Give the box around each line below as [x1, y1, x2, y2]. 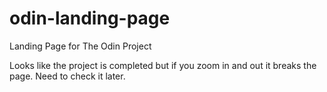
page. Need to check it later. [9, 70, 126, 82]
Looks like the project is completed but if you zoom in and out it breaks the [9, 59, 317, 71]
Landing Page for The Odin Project [9, 40, 152, 52]
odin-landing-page [9, 7, 171, 30]
